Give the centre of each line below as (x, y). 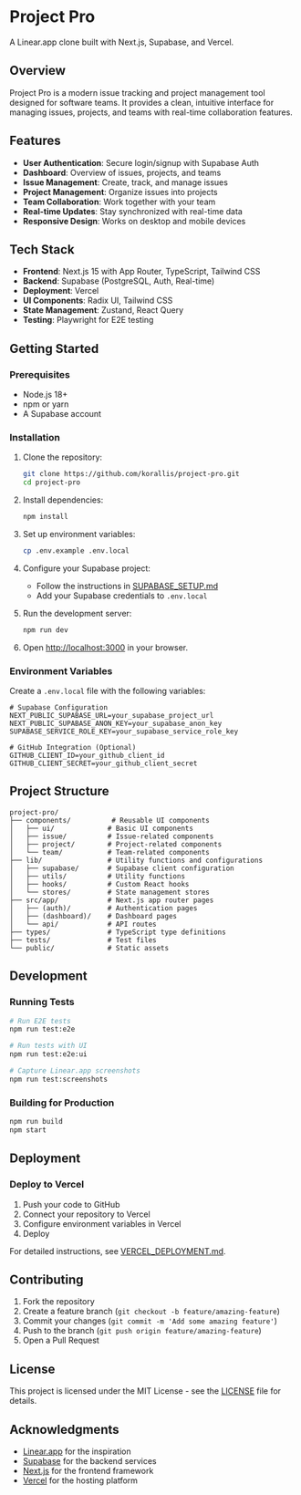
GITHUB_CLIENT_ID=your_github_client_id (88, 756)
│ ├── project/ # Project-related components (116, 844)
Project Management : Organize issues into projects (120, 192)
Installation (35, 437)
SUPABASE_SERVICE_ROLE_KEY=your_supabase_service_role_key (124, 732)
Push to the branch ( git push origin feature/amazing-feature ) (142, 1331)
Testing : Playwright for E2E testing (88, 320)
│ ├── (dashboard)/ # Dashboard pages (93, 916)
